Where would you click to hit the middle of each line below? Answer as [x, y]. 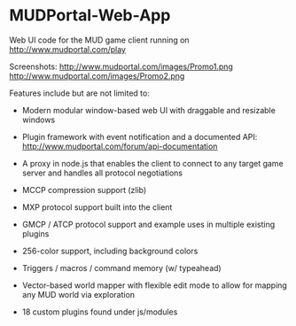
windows [39, 120]
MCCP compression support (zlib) [84, 190]
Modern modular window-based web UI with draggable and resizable [149, 110]
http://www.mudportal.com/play [68, 49]
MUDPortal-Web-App [90, 16]
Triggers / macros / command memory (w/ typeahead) [121, 268]
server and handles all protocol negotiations [102, 173]
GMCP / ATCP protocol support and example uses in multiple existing [148, 224]
